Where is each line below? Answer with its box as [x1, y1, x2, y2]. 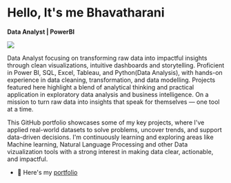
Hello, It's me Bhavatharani [7, 5, 165, 21]
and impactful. [7, 155, 48, 163]
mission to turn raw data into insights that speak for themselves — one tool [7, 98, 220, 106]
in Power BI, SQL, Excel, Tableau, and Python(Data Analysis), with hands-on [7, 68, 223, 76]
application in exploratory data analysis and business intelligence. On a [7, 90, 209, 98]
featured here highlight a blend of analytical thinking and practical [7, 83, 194, 91]
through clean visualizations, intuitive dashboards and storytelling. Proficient [7, 61, 225, 69]
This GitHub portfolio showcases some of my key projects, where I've [7, 118, 205, 127]
